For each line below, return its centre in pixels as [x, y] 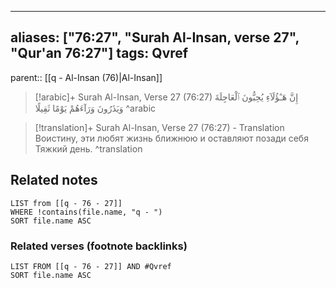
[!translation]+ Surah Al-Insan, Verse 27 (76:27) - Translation [159, 127]
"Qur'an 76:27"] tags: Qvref [99, 53]
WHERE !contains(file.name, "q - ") [86, 212]
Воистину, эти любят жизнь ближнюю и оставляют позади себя [171, 138]
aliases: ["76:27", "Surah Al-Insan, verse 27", [155, 37]
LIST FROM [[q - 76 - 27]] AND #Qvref [91, 266]
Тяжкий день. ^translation [88, 148]
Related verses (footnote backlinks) [99, 246]
